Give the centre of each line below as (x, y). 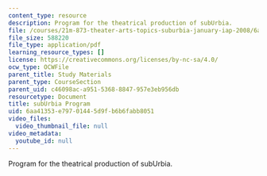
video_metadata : (35, 133)
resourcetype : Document (48, 97)
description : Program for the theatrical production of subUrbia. (120, 23)
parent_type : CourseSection (55, 82)
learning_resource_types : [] (56, 52)
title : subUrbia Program (49, 104)
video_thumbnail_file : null (62, 126)
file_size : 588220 (39, 38)
